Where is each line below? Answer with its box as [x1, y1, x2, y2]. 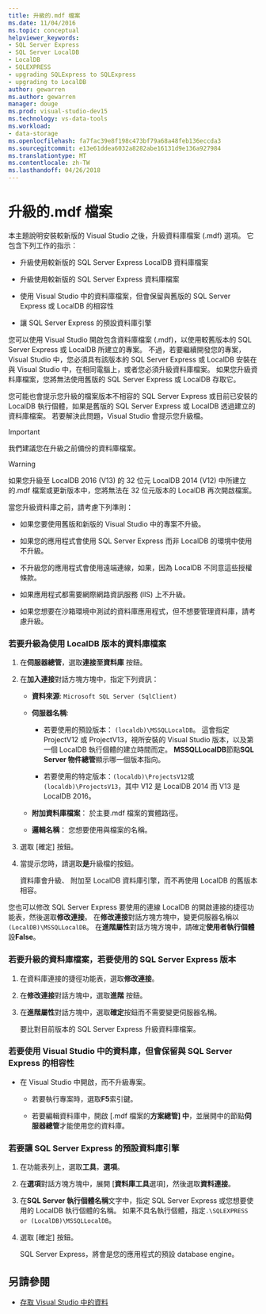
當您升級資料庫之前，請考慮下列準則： [8, 502, 133, 511]
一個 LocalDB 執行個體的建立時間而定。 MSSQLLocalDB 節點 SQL [43, 745, 255, 754]
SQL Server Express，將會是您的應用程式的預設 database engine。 [19, 1250, 239, 1259]
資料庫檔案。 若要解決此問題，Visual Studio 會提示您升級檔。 [8, 411, 207, 420]
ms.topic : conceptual [8, 26, 80, 34]
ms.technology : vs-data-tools [8, 115, 108, 123]
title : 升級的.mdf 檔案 [8, 11, 81, 20]
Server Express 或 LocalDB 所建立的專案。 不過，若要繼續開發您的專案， [8, 344, 245, 354]
